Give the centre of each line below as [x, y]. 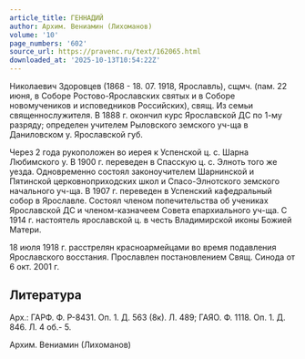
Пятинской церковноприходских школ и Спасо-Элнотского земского [145, 181]
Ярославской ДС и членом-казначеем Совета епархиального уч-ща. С [148, 210]
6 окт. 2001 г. [35, 267]
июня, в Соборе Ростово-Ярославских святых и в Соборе [122, 96]
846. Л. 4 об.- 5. [41, 327]
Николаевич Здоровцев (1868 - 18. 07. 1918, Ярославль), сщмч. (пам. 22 [148, 86]
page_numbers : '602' [49, 43]
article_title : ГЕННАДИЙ [56, 18]
